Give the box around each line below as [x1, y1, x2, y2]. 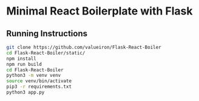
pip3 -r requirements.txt [6, 83, 72, 90]
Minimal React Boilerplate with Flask [6, 4, 193, 18]
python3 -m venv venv [6, 73, 61, 79]
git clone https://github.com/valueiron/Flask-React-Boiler [6, 44, 162, 50]
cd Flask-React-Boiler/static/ [6, 50, 86, 56]
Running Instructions [6, 28, 88, 39]
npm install [6, 56, 36, 62]
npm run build [6, 61, 42, 67]
